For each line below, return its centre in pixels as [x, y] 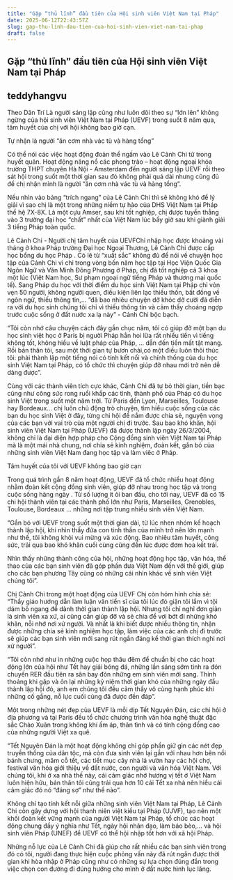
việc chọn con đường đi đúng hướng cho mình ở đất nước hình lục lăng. [110, 869]
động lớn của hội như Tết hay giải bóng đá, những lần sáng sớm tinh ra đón [114, 667]
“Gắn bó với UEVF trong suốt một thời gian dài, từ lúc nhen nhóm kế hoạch [114, 523]
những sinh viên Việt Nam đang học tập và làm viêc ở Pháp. [93, 453]
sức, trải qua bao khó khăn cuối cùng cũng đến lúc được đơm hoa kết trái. [113, 545]
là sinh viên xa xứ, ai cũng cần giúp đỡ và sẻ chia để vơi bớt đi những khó [112, 617]
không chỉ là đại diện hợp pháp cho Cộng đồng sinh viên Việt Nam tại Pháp [114, 438]
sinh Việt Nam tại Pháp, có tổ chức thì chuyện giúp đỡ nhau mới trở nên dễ [114, 365]
